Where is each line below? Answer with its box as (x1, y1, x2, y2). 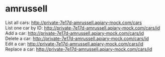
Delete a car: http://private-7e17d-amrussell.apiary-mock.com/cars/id (5, 35, 149, 41)
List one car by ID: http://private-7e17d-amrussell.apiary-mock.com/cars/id (5, 24, 160, 30)
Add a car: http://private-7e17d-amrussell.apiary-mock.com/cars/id (5, 30, 144, 36)
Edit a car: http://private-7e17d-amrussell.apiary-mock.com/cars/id (5, 40, 143, 46)
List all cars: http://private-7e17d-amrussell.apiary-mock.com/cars (5, 19, 142, 25)
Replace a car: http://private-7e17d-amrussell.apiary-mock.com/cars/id (5, 46, 152, 52)
